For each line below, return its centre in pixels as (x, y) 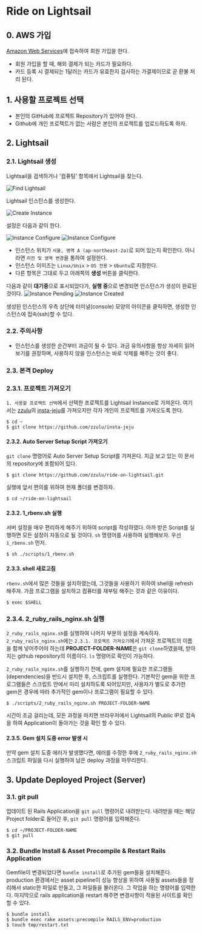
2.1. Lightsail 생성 (31, 161)
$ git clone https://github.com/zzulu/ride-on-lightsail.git (85, 475)
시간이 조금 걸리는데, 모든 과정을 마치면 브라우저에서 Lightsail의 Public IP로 (95, 715)
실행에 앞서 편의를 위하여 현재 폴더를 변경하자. (61, 487)
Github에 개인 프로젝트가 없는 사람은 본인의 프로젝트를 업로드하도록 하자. (101, 124)
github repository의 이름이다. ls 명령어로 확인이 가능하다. (86, 656)
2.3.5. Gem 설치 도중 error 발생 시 (47, 738)
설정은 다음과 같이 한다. (34, 225)
